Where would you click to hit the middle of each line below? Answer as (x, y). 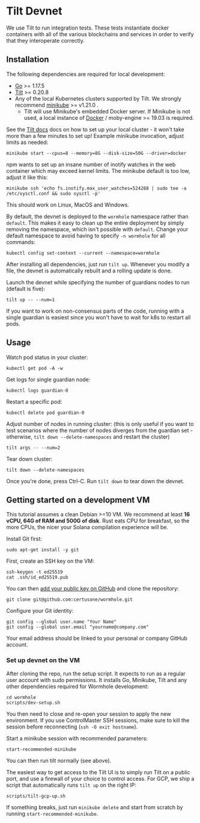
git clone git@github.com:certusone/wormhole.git (70, 600)
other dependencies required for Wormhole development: (77, 686)
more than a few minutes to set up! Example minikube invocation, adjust (95, 136)
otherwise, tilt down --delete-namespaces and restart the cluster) (88, 437)
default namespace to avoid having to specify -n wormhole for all (86, 236)
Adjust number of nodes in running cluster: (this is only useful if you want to (100, 424)
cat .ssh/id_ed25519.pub (37, 577)
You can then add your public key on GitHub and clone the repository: (92, 589)
